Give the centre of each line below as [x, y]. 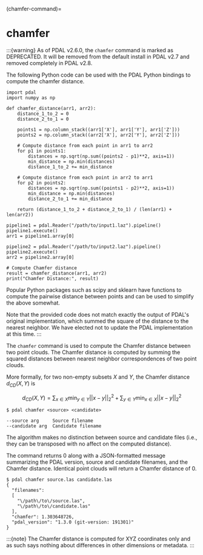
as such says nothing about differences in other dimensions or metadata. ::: [101, 545]
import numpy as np [31, 98]
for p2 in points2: [42, 183]
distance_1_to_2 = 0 [43, 114]
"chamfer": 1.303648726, [43, 517]
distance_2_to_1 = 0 [43, 119]
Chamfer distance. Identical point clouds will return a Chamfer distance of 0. [101, 469]
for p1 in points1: [42, 151]
